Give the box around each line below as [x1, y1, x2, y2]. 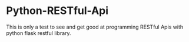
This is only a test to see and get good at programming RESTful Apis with [6, 23, 184, 30]
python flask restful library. [6, 29, 72, 36]
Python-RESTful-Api [6, 4, 109, 17]
